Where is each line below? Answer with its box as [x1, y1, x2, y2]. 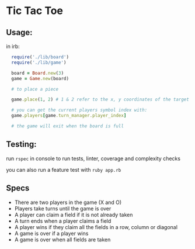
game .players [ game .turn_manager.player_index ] [11, 113, 127, 119]
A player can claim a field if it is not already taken [14, 211, 133, 218]
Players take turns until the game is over [14, 205, 112, 212]
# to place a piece [11, 86, 59, 92]
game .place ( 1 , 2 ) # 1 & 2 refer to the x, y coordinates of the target [11, 96, 190, 103]
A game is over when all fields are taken [14, 236, 111, 243]
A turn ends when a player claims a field [14, 217, 112, 224]
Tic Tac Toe [6, 4, 63, 18]
